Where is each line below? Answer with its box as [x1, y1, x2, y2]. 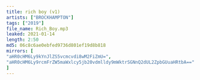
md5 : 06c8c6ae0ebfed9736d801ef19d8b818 [6, 43, 106, 49]
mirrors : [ [6, 48, 34, 54]
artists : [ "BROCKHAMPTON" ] [6, 14, 74, 20]
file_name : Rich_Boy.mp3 [6, 25, 68, 32]
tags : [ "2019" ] [6, 20, 44, 26]
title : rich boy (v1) [6, 8, 61, 15]
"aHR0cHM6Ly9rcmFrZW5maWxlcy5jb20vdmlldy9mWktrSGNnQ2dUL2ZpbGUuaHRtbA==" [6, 59, 195, 65]
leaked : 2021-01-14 [6, 31, 55, 37]
